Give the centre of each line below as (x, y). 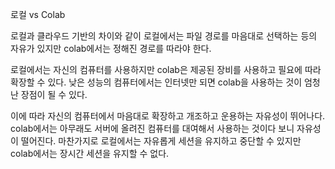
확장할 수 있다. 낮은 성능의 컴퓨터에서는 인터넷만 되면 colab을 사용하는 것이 (156, 82)
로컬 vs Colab (38, 14)
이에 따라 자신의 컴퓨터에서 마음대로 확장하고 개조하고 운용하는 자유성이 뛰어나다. (168, 116)
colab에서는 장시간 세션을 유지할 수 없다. (90, 153)
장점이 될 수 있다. (54, 94)
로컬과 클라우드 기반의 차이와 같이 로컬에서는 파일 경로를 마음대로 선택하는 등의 (164, 36)
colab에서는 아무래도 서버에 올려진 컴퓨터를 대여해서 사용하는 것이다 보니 (152, 128)
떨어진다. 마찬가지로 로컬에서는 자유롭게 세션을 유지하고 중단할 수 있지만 (161, 141)
